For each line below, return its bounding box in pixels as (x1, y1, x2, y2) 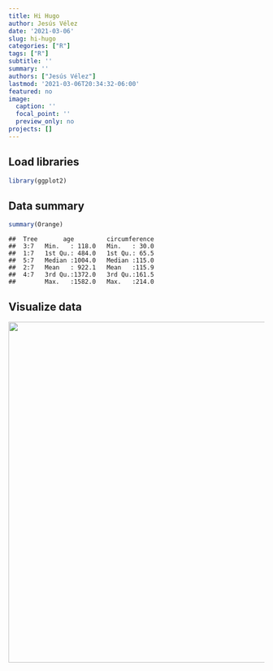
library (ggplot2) (8, 176, 67, 185)
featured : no (8, 87, 53, 96)
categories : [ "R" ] (8, 42, 71, 50)
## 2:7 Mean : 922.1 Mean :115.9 (8, 264, 154, 272)
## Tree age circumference (8, 235, 154, 243)
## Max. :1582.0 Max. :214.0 (8, 277, 154, 286)
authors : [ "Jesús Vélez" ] (8, 72, 96, 80)
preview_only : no (15, 118, 75, 126)
